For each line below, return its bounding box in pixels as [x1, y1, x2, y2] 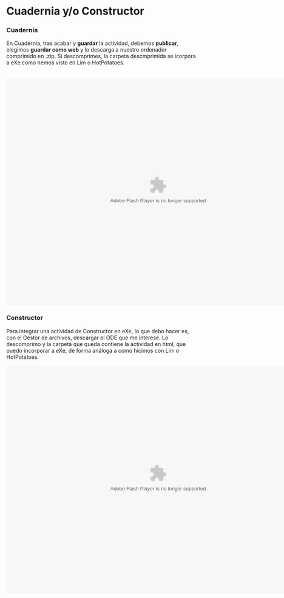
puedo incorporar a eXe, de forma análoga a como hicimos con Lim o [6, 347, 180, 354]
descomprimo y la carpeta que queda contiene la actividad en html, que [6, 340, 186, 347]
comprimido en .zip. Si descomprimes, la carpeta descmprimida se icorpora [6, 53, 196, 60]
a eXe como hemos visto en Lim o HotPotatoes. [6, 59, 125, 66]
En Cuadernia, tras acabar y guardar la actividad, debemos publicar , [6, 39, 179, 47]
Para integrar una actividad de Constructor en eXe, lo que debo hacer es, [6, 327, 189, 335]
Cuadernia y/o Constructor [6, 4, 144, 18]
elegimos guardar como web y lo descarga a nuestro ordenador [6, 46, 167, 53]
